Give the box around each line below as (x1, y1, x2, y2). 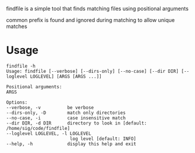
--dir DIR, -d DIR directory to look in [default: (6, 120, 147, 126)
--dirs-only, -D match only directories (6, 110, 126, 116)
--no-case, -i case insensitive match (6, 115, 126, 121)
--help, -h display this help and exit (6, 141, 136, 147)
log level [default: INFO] (69, 136, 136, 142)
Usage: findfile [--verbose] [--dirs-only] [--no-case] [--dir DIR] (6, 68, 179, 74)
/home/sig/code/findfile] (6, 125, 70, 131)
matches (6, 23, 28, 30)
